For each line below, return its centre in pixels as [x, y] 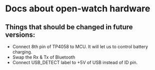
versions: [20, 35]
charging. [22, 52]
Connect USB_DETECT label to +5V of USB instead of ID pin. [75, 62]
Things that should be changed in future [69, 27]
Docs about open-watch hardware [78, 9]
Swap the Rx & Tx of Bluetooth [44, 57]
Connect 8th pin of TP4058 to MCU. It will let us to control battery [80, 47]
